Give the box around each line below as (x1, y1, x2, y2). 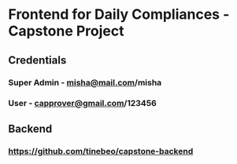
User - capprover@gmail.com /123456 (8, 98, 157, 109)
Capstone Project (8, 22, 124, 40)
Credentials (8, 53, 67, 67)
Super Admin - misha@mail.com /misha (8, 77, 162, 88)
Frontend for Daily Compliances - (8, 5, 230, 24)
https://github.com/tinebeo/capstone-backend (8, 145, 194, 156)
